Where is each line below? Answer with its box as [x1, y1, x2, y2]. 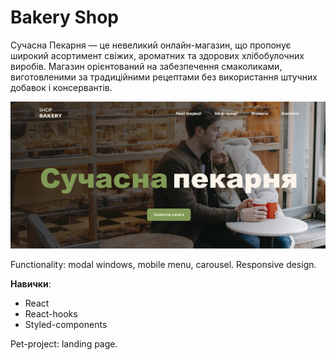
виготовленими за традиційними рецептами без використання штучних [10, 71, 318, 83]
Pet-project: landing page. [10, 338, 118, 350]
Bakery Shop [10, 6, 119, 29]
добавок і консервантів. [10, 81, 113, 93]
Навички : [10, 278, 52, 290]
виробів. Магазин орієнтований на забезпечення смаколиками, [10, 60, 283, 72]
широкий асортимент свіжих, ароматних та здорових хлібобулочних [10, 49, 305, 61]
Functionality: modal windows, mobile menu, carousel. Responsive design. [10, 259, 317, 271]
